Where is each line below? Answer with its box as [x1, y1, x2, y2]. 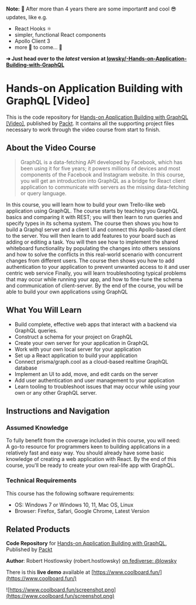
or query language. [20, 190, 67, 197]
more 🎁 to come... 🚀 [14, 44, 63, 50]
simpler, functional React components [14, 32, 106, 38]
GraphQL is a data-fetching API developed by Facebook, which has [20, 158, 183, 166]
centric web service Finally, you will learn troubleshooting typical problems [6, 269, 187, 276]
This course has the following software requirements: [6, 490, 135, 497]
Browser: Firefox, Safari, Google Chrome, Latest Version [14, 507, 150, 514]
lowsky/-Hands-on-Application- [106, 55, 187, 62]
